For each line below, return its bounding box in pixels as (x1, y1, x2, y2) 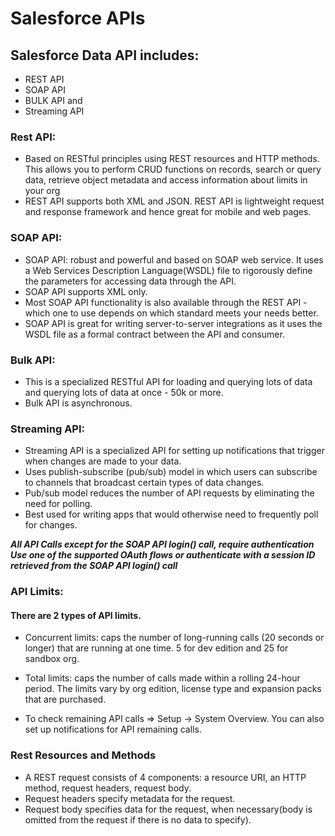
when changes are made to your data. (24, 455, 182, 467)
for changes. (24, 519, 78, 531)
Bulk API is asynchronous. (24, 397, 133, 409)
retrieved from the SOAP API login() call (10, 560, 178, 572)
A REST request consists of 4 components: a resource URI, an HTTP (24, 771, 307, 783)
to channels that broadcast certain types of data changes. (24, 477, 265, 489)
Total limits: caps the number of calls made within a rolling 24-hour (24, 672, 301, 684)
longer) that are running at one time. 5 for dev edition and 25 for (24, 642, 289, 654)
